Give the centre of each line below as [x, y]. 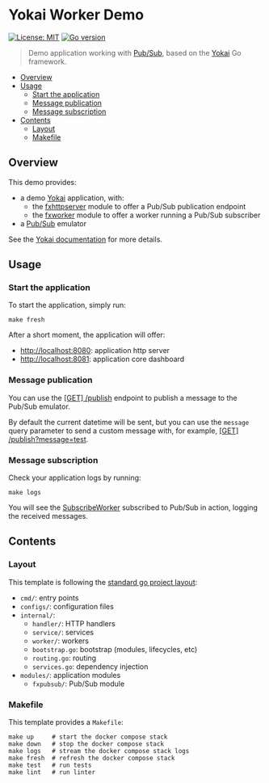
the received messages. [48, 516]
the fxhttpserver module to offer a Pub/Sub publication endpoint [139, 206]
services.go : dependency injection [90, 666]
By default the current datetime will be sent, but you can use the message [129, 422]
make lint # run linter [52, 772]
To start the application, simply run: [67, 305]
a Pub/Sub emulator [53, 223]
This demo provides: [42, 182]
